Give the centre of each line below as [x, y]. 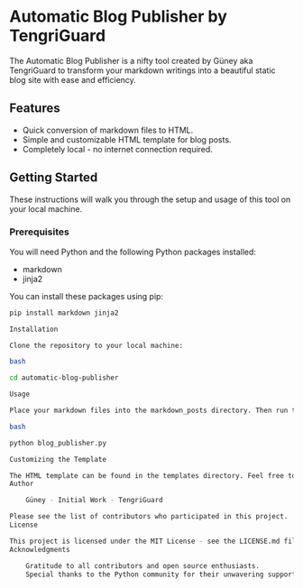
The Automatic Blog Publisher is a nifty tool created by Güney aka [131, 60]
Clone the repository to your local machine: [96, 345]
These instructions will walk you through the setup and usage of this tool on [150, 199]
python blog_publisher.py [58, 443]
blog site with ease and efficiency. [73, 79]
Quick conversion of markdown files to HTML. [108, 130]
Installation [34, 329]
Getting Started [54, 178]
